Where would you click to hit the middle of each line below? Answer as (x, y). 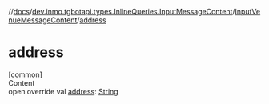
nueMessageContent (43, 20)
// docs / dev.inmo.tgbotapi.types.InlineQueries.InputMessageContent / (122, 12)
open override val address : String (63, 91)
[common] (25, 74)
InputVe (248, 12)
